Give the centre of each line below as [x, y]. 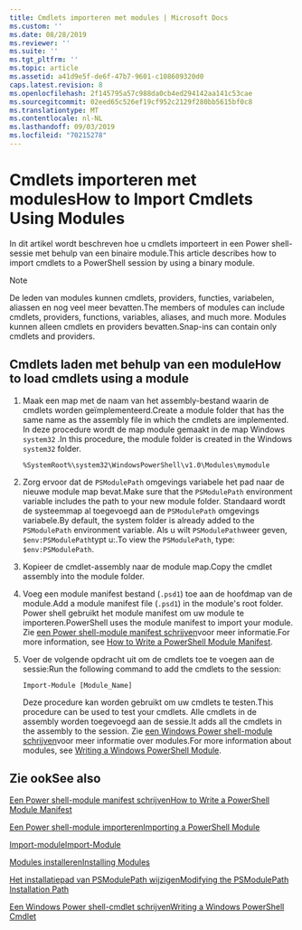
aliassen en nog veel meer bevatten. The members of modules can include [147, 307]
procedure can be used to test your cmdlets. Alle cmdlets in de [140, 711]
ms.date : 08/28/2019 [48, 34]
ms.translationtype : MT [54, 110]
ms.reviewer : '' [40, 43]
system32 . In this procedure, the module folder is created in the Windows [157, 438]
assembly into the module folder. [83, 576]
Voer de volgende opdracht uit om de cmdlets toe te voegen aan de [148, 659]
